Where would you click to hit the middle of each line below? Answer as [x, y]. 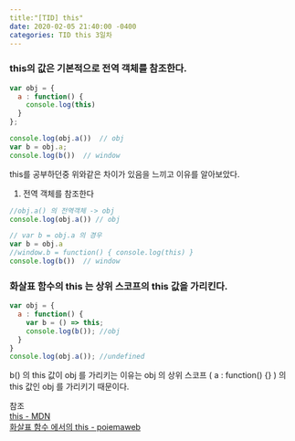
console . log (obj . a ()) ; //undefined [77, 357]
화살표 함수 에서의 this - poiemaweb [75, 427]
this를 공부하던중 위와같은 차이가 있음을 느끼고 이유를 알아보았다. [125, 173]
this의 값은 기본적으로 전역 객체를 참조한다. [98, 68]
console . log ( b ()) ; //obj [73, 331]
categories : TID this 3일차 [61, 35]
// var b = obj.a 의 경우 [56, 236]
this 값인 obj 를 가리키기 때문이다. [69, 387]
